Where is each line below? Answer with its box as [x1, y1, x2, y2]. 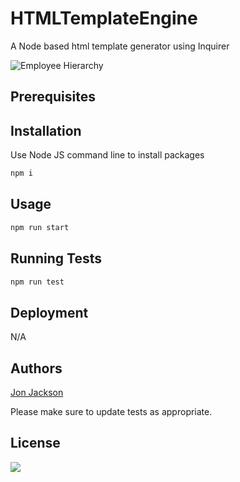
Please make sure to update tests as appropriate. [10, 406, 213, 418]
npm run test [10, 277, 65, 287]
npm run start [10, 222, 70, 232]
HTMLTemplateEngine [10, 7, 198, 30]
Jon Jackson [10, 387, 64, 399]
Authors [10, 360, 63, 377]
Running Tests [10, 250, 102, 267]
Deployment [10, 304, 89, 321]
